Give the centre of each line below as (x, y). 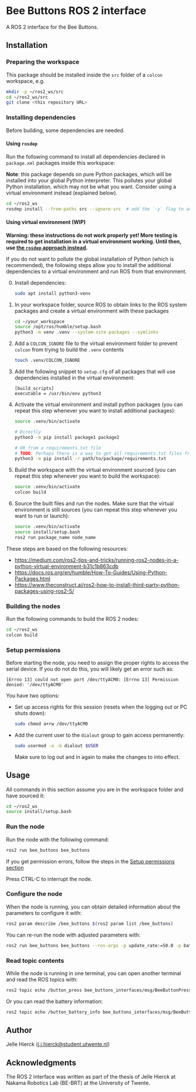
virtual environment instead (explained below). (62, 193)
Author (19, 1030)
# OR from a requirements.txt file (58, 448)
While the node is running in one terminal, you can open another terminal (94, 973)
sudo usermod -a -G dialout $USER (56, 746)
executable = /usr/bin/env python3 (58, 394)
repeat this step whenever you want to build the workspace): (87, 476)
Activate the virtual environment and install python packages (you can (99, 405)
